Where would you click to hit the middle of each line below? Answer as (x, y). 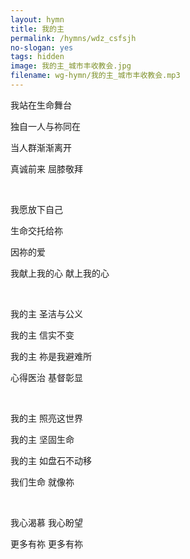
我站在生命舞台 (41, 105)
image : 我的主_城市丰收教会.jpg (71, 66)
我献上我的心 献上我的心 (60, 273)
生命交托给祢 (36, 230)
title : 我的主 (37, 29)
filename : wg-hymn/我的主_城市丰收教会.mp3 (95, 76)
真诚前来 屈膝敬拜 (46, 168)
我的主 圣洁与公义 (46, 313)
